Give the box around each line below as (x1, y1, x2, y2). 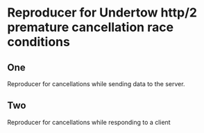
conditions (7, 34, 71, 50)
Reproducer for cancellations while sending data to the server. (7, 80, 185, 88)
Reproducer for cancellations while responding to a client (7, 118, 171, 126)
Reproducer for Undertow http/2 (7, 5, 198, 21)
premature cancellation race (7, 19, 174, 35)
